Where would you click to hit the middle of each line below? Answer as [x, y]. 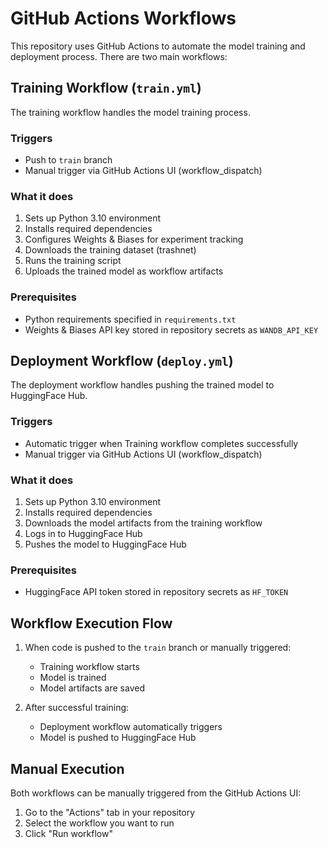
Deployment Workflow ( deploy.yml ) [122, 361]
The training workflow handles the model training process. [130, 112]
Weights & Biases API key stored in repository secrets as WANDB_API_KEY [171, 329]
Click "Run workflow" [68, 833]
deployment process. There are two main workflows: [119, 56]
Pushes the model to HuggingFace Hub [105, 544]
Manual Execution [67, 768]
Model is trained [73, 678]
